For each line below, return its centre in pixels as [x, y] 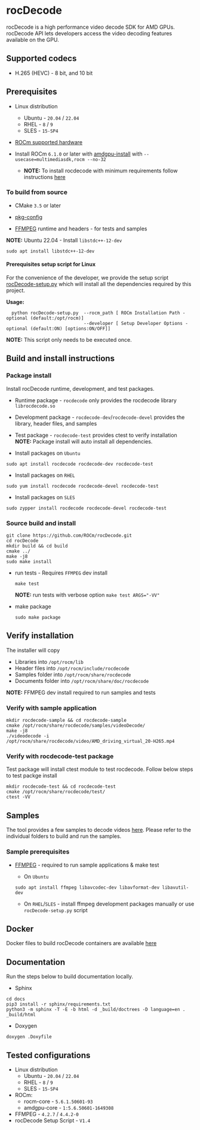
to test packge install [32, 776]
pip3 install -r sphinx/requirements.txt [59, 1004]
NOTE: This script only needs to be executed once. [69, 340]
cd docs [16, 999]
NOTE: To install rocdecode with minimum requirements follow [101, 171]
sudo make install [29, 562]
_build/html [21, 1015]
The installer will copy [33, 650]
